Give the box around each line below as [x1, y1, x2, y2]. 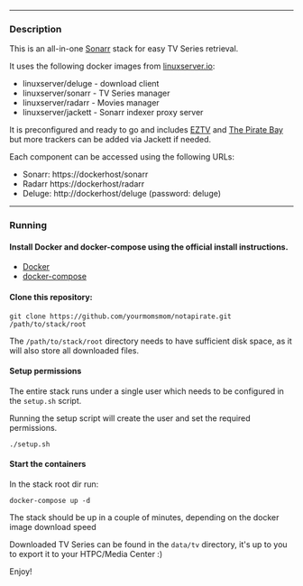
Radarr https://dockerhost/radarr [22, 179, 145, 189]
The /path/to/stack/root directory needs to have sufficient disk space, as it [9, 335, 293, 346]
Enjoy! [9, 566, 33, 577]
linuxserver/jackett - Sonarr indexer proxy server [22, 107, 204, 118]
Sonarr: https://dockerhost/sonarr [22, 169, 149, 180]
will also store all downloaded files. [9, 344, 140, 356]
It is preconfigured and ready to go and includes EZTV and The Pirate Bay [9, 124, 284, 135]
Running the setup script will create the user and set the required [9, 412, 251, 424]
